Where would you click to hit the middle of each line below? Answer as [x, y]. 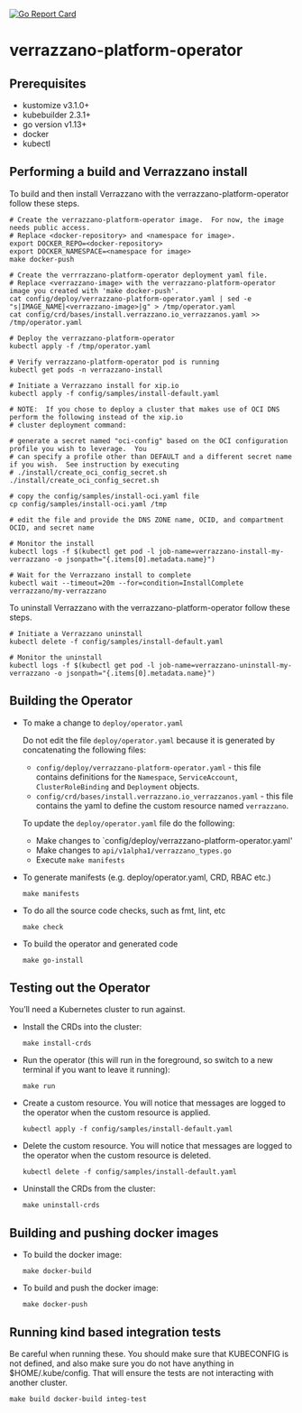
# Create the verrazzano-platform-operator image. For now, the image [146, 220]
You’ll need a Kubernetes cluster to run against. [97, 1010]
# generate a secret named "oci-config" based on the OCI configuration [149, 441]
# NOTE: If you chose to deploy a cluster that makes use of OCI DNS [145, 409]
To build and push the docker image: [91, 1288]
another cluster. [38, 1383]
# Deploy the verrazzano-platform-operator [92, 338]
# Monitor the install [52, 543]
